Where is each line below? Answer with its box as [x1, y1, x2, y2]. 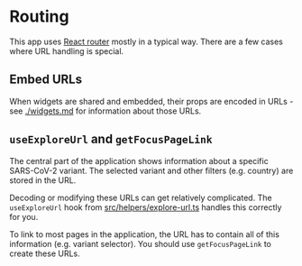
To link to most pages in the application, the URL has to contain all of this [9, 228, 279, 240]
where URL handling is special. [9, 45, 124, 56]
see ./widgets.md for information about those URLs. [9, 105, 202, 116]
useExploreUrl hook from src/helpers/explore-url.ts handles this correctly [9, 201, 282, 213]
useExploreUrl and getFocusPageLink [9, 132, 214, 147]
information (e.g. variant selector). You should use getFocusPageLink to [9, 238, 272, 249]
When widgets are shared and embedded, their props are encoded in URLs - [9, 96, 294, 106]
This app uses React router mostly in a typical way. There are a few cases [9, 36, 284, 47]
